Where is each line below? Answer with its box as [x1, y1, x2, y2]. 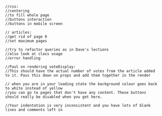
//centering [5, 8, 30, 13]
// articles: [5, 30, 32, 35]
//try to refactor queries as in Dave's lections [5, 47, 109, 52]
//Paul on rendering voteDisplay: [5, 64, 76, 69]
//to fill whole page [5, 13, 50, 18]
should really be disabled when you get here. [5, 94, 102, 99]
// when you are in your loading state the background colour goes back [5, 82, 158, 87]
